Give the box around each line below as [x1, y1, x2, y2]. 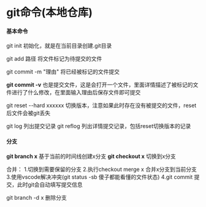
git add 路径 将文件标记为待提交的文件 [6, 55, 102, 62]
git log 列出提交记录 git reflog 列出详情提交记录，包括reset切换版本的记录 [6, 122, 191, 130]
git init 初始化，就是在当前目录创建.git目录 [6, 42, 112, 50]
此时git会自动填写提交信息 [17, 181, 83, 188]
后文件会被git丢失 [6, 110, 51, 117]
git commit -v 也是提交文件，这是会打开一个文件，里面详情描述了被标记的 [6, 81, 193, 89]
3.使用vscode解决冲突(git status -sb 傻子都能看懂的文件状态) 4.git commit [6, 173, 193, 181]
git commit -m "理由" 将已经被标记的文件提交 [6, 68, 120, 75]
